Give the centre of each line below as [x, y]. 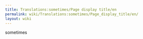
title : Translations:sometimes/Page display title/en [61, 10]
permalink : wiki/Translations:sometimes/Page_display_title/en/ [72, 14]
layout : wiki [18, 19]
